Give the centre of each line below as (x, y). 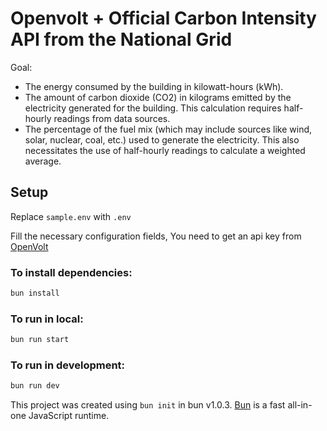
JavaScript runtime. (69, 416)
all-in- (300, 405)
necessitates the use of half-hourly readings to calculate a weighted (165, 150)
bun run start (40, 340)
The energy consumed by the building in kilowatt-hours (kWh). (154, 86)
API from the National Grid (121, 39)
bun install (35, 293)
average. (43, 161)
